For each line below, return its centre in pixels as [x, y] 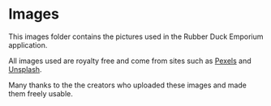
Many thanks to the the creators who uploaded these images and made [128, 85]
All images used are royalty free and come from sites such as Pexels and [130, 61]
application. [28, 45]
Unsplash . [25, 69]
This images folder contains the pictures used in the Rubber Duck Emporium [136, 36]
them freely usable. [41, 93]
